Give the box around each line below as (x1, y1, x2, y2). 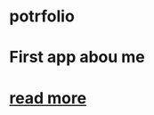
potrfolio (9, 6, 76, 27)
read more (9, 87, 87, 108)
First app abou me (9, 47, 145, 68)
